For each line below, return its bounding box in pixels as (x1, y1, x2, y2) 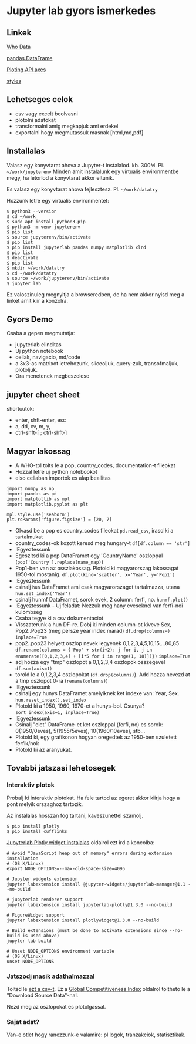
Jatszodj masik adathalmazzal (6, 972, 95, 980)
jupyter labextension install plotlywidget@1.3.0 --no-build (6, 917, 160, 923)
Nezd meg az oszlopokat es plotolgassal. (6, 1003, 106, 1010)
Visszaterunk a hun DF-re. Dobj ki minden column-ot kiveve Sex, (15, 621, 172, 628)
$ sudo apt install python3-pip (6, 219, 86, 224)
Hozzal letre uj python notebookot (15, 468, 97, 475)
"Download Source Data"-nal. (6, 992, 79, 999)
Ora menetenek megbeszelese (15, 372, 90, 379)
